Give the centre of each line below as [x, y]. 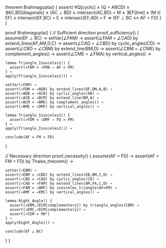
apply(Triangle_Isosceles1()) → [39, 76]
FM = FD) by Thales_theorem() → [39, 161]
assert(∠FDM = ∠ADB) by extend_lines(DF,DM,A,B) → [59, 89]
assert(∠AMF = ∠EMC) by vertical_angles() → [52, 192]
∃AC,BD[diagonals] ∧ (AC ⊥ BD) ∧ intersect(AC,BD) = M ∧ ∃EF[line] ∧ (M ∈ [83, 12]
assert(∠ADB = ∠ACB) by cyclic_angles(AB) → [52, 94]
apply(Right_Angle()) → [30, 223]
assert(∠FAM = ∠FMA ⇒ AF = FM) [42, 67]
